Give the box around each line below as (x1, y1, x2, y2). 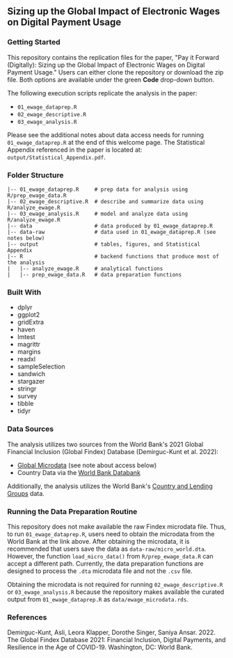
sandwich (17, 370, 46, 378)
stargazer (17, 377, 45, 386)
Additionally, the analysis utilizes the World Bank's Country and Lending (7, 482, 214, 490)
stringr (17, 384, 37, 393)
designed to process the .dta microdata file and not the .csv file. (7, 567, 193, 575)
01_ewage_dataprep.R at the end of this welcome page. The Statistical (7, 138, 205, 146)
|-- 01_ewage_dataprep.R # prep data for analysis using (7, 186, 188, 193)
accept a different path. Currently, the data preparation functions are (7, 559, 204, 567)
